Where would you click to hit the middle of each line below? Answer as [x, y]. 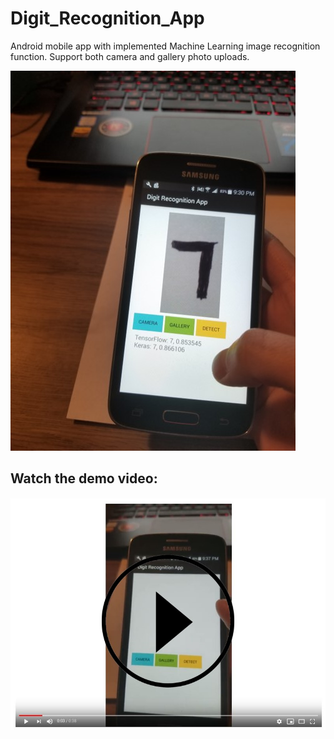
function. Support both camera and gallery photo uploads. [130, 56]
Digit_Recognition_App [107, 18]
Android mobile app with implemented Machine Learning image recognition [165, 46]
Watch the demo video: [84, 478]
